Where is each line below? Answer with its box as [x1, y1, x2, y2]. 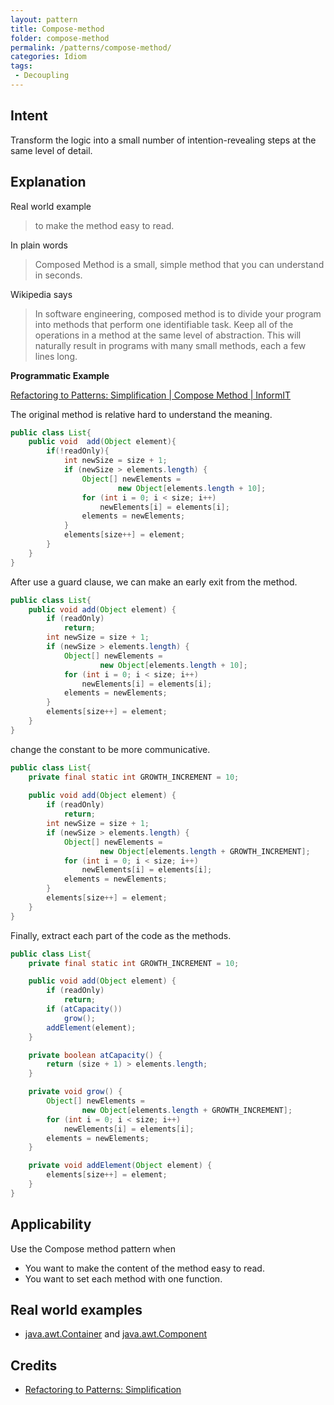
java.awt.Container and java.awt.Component [24, 1328, 208, 1340]
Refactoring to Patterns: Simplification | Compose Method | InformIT [10, 389, 292, 401]
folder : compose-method [10, 33, 110, 43]
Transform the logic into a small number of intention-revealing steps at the [10, 134, 317, 146]
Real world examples [10, 1301, 143, 1318]
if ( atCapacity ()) [46, 1004, 123, 1014]
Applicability [10, 1216, 92, 1233]
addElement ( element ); [46, 1022, 137, 1033]
